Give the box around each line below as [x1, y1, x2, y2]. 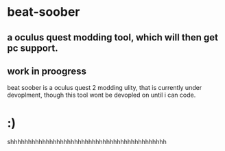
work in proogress [7, 65, 87, 77]
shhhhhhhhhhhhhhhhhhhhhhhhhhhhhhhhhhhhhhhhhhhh [7, 138, 167, 146]
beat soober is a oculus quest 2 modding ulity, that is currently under [7, 84, 202, 92]
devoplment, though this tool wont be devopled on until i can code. [7, 91, 196, 100]
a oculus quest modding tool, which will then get [7, 32, 218, 43]
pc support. [7, 42, 58, 54]
